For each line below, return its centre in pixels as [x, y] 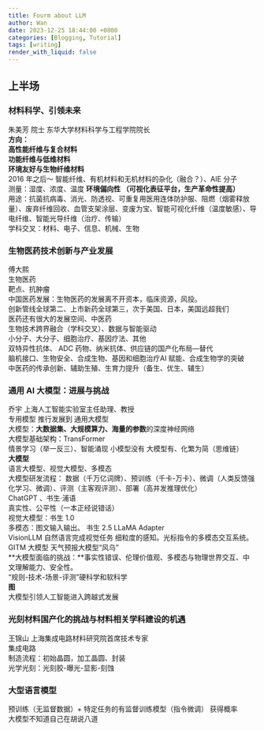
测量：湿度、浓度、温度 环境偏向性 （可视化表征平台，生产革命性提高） [124, 188]
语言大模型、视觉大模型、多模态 [60, 469]
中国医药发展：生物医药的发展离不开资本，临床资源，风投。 [105, 299]
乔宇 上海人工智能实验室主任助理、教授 [71, 409]
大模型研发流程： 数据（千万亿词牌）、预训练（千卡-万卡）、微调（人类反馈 [128, 478]
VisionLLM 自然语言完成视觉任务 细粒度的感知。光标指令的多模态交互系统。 [131, 537]
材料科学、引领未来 [45, 111]
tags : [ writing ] [35, 45]
